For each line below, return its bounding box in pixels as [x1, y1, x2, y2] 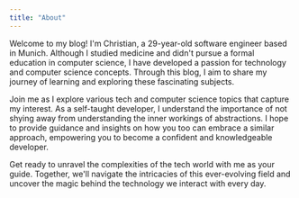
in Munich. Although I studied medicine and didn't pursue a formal [9, 47, 255, 58]
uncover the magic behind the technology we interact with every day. [9, 177, 267, 189]
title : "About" [9, 13, 67, 22]
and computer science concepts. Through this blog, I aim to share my [9, 67, 267, 77]
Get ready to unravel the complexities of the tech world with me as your [9, 158, 276, 169]
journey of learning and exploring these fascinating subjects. [9, 76, 235, 86]
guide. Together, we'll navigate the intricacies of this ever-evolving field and [9, 168, 291, 179]
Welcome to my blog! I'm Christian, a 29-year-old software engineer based [9, 38, 288, 49]
